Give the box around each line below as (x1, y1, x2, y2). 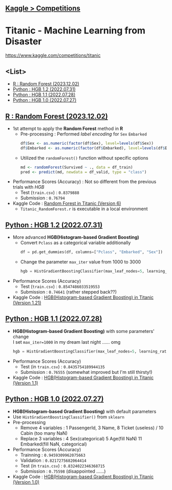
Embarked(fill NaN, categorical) (20, 441, 87, 447)
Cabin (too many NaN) (20, 430, 68, 436)
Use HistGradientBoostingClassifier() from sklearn (12, 414, 124, 420)
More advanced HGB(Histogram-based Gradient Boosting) (12, 234, 139, 240)
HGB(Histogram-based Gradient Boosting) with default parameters (12, 408, 157, 414)
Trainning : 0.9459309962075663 (20, 452, 85, 458)
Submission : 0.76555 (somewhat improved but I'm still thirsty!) (20, 369, 153, 375)
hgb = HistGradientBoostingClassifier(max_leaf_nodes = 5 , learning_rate (12, 349, 169, 354)
